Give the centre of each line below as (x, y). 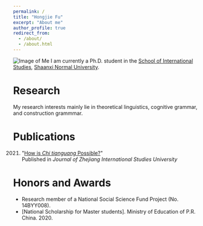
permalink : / (29, 11)
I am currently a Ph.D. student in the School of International (122, 61)
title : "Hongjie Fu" (38, 17)
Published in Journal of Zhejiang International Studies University (99, 159)
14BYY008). (36, 205)
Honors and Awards (62, 183)
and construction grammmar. (48, 113)
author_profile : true (39, 28)
